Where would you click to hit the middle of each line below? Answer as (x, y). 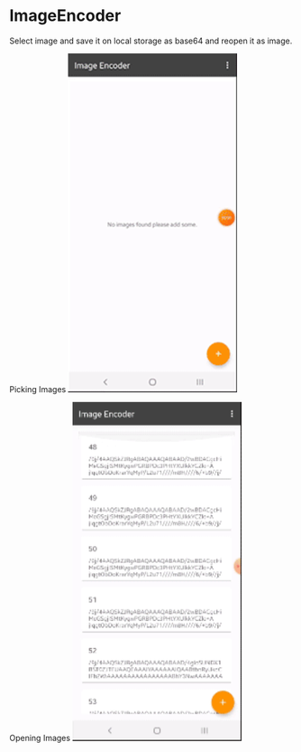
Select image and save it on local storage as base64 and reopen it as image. (151, 41)
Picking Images (38, 389)
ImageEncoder (65, 16)
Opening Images (40, 738)
